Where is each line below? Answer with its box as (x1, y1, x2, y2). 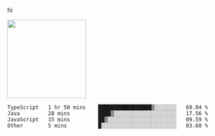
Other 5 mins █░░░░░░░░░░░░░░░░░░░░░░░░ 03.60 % (7, 122, 209, 129)
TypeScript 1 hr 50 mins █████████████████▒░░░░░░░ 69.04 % (7, 104, 209, 111)
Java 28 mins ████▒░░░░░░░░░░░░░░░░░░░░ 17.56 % (7, 110, 209, 117)
